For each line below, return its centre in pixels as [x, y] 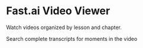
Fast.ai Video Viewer [58, 11]
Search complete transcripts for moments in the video [72, 39]
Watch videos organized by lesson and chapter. [64, 27]
